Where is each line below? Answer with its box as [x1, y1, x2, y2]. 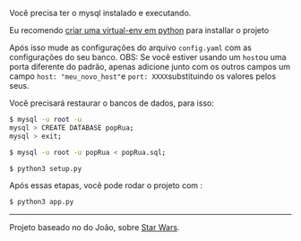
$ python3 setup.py [9, 164, 82, 173]
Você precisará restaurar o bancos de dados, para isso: [9, 98, 215, 108]
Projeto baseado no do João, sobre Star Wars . [9, 222, 180, 233]
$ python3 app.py [9, 197, 74, 207]
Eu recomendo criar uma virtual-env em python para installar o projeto [9, 25, 270, 35]
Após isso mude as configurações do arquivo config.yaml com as [9, 42, 253, 53]
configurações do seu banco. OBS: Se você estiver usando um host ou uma [9, 52, 287, 62]
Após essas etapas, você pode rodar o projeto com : [9, 180, 203, 191]
